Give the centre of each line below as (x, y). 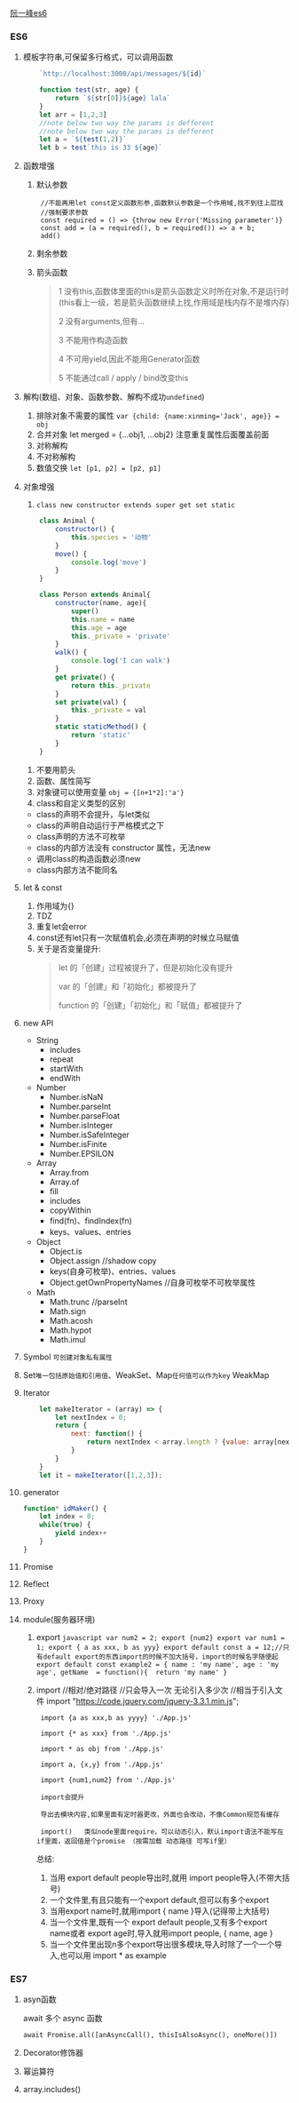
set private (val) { (91, 702)
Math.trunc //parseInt (88, 1302)
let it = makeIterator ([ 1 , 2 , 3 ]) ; (101, 1475)
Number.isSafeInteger (89, 1135)
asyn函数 (39, 1999)
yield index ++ (81, 1533)
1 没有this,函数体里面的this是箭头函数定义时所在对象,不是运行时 (173, 291)
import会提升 (63, 1797)
